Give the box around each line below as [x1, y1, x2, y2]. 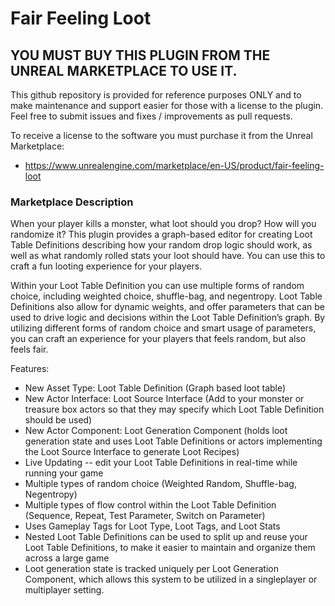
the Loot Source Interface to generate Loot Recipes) [24, 446, 240, 458]
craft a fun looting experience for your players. [10, 260, 203, 272]
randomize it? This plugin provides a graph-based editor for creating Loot [10, 228, 313, 241]
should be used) [24, 414, 93, 426]
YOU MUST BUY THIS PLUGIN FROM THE [10, 47, 271, 64]
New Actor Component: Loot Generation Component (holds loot [24, 425, 288, 437]
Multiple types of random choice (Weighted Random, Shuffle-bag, [24, 478, 297, 490]
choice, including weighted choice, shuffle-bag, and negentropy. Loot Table [10, 290, 323, 302]
